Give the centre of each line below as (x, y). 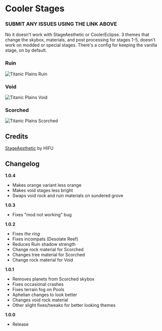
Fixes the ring (26, 234)
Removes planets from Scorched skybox (53, 279)
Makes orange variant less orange (47, 185)
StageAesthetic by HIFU (29, 148)
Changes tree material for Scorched (49, 255)
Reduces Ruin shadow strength (44, 244)
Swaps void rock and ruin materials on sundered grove (68, 196)
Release (20, 324)
